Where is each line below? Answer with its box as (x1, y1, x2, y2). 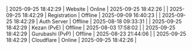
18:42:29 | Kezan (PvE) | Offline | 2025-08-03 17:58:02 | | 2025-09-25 (6, 24, 176, 31)
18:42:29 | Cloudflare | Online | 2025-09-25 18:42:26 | (6, 37, 137, 43)
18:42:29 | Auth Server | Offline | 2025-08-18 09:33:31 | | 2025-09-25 (13, 18, 182, 24)
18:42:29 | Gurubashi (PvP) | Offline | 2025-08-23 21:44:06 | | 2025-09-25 (6, 30, 186, 37)
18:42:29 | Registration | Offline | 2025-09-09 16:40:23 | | (22, 12, 161, 19)
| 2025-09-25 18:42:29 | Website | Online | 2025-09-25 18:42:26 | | (6, 6, 169, 12)
